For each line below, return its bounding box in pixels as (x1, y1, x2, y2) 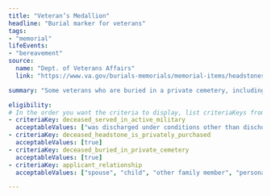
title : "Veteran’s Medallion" (8, 11, 110, 20)
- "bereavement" (8, 49, 63, 57)
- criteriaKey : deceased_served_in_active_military (8, 116, 186, 124)
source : (8, 57, 35, 65)
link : (15, 72, 35, 80)
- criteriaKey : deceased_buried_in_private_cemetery (8, 146, 190, 154)
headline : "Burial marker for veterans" (8, 19, 147, 27)
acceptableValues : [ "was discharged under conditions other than (15, 123, 240, 131)
